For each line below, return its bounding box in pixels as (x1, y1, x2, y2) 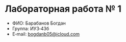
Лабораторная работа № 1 (5, 3, 122, 15)
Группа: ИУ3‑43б (12, 25, 49, 31)
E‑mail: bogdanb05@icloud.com (12, 31, 80, 37)
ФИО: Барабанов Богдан (12, 20, 66, 26)
